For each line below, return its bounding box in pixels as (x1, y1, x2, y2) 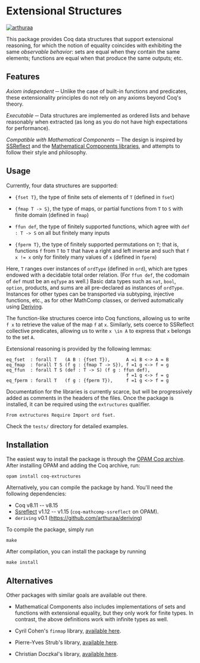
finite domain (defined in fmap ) (14, 211, 89, 218)
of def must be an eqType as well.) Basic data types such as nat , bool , (6, 277, 177, 284)
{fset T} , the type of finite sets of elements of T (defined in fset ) (14, 193, 174, 200)
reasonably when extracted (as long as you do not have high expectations (6, 118, 187, 125)
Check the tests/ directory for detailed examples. (6, 422, 129, 430)
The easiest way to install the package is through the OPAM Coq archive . (6, 456, 185, 463)
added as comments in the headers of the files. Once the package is (6, 394, 174, 401)
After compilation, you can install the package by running (6, 548, 146, 555)
